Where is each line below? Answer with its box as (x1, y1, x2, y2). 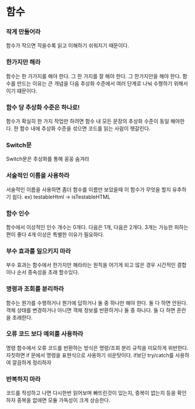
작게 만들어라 (6, 28, 41, 36)
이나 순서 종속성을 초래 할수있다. (6, 269, 80, 276)
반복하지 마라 (6, 375, 41, 383)
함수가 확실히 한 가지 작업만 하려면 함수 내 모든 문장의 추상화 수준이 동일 (6, 118, 169, 125)
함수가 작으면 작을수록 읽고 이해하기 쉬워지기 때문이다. (6, 42, 130, 49)
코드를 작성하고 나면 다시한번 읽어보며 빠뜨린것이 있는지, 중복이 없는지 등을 (6, 390, 176, 397)
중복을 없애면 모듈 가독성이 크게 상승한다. (16, 397, 111, 404)
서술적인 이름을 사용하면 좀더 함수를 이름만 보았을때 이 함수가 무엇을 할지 (6, 185, 171, 193)
